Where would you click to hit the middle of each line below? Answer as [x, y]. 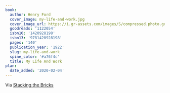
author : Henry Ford [30, 15]
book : [11, 10]
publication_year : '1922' [37, 47]
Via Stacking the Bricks [30, 85]
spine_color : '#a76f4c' [35, 57]
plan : [11, 66]
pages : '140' [24, 43]
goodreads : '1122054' [33, 29]
